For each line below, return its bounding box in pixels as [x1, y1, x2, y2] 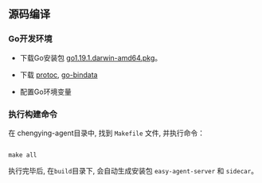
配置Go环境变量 [19, 87, 72, 96]
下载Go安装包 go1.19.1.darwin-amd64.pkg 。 [19, 53, 162, 62]
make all [8, 150, 37, 159]
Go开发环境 [8, 33, 53, 45]
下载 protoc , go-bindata [19, 70, 98, 80]
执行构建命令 [8, 108, 58, 119]
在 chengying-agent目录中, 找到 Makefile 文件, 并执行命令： [8, 128, 205, 138]
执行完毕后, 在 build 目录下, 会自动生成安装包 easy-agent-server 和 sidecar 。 [8, 165, 259, 175]
